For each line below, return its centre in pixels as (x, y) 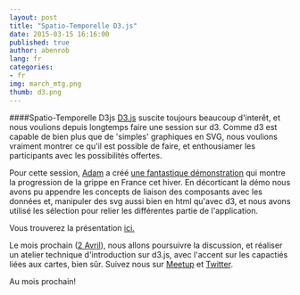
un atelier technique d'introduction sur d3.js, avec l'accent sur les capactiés (149, 254)
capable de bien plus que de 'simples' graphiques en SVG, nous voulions (144, 136)
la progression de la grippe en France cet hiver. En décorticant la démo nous (150, 182)
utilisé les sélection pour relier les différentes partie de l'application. (134, 210)
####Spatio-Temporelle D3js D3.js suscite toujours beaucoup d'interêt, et (145, 118)
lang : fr (25, 59)
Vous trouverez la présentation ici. (72, 227)
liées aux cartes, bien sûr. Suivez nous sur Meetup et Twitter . (121, 264)
